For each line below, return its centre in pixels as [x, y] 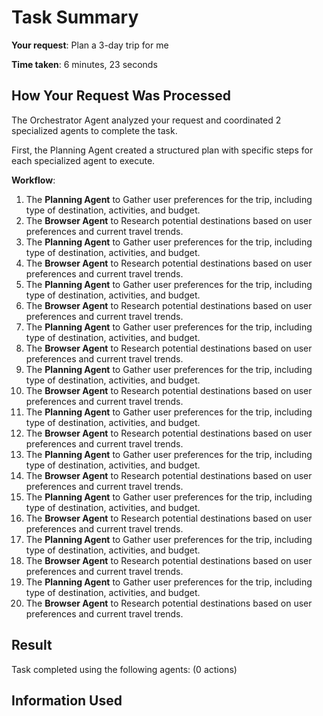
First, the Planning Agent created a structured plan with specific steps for [162, 150]
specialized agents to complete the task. [94, 130]
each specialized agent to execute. [83, 160]
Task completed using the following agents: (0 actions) [124, 669]
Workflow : [33, 180]
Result [32, 645]
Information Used [67, 700]
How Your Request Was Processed [121, 96]
